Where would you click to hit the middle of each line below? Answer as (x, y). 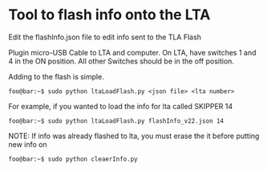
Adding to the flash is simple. (56, 76)
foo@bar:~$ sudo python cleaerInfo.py (73, 159)
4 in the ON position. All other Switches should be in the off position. (121, 61)
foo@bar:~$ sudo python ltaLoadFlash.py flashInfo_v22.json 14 (116, 121)
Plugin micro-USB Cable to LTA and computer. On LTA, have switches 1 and (132, 52)
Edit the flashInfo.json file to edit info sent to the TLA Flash (105, 37)
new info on (28, 144)
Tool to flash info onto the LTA (109, 15)
